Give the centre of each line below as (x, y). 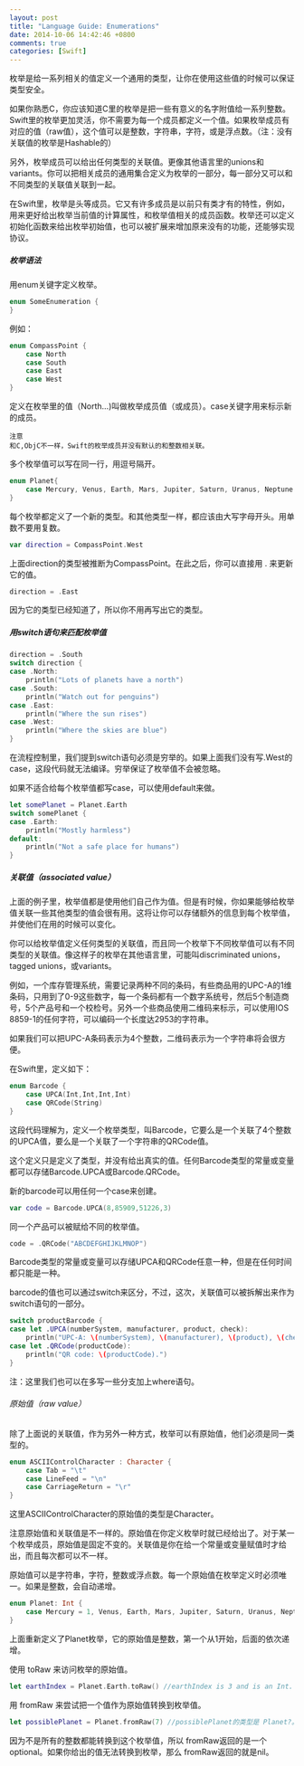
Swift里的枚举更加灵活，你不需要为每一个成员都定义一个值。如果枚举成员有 (150, 120)
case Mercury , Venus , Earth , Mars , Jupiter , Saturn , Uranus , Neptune (160, 489)
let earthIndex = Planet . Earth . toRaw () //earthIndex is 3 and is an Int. (152, 1686)
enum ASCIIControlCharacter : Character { (90, 1462)
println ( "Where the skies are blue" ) (97, 731)
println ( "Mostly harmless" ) (78, 830)
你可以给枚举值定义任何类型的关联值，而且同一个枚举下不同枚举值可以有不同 (152, 944)
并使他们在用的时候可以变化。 (65, 925)
